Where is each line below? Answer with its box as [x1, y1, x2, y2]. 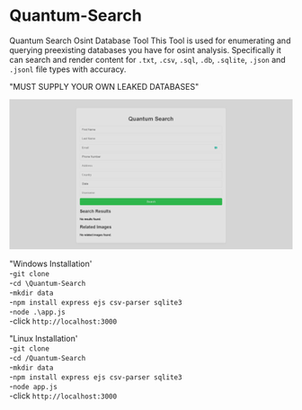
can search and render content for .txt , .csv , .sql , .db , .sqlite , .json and [9, 54, 286, 65]
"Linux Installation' [9, 334, 78, 344]
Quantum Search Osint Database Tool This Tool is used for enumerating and [9, 35, 291, 46]
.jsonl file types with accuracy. [9, 64, 127, 75]
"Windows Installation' [9, 258, 93, 270]
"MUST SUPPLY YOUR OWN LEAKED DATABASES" [9, 81, 200, 92]
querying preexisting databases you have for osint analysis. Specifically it [9, 44, 281, 55]
